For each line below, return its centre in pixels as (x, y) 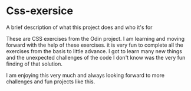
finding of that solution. (34, 64)
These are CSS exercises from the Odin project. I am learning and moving (95, 38)
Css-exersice (40, 11)
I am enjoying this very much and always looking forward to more (85, 75)
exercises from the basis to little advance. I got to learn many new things (94, 51)
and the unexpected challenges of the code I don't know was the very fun (96, 57)
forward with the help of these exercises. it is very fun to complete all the (95, 45)
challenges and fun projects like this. (51, 82)
